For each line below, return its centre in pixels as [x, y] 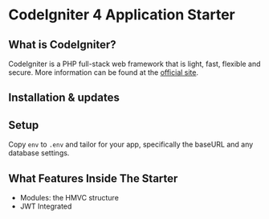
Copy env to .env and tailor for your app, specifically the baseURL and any [131, 145]
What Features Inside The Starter [93, 178]
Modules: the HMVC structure [69, 198]
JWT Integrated [46, 206]
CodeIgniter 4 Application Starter [122, 15]
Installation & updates [64, 98]
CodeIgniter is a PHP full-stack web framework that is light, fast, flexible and [134, 64]
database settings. [39, 153]
